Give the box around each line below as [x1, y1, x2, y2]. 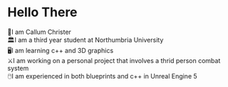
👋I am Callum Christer [7, 28, 71, 36]
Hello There [7, 4, 78, 21]
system [7, 64, 29, 72]
